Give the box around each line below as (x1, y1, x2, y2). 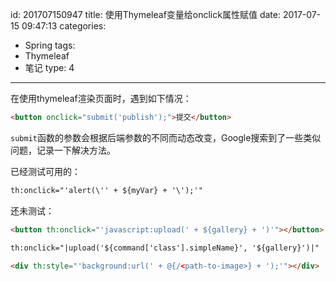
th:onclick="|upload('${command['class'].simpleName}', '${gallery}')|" (10, 243, 320, 253)
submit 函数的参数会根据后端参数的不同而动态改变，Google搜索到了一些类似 (10, 131, 322, 143)
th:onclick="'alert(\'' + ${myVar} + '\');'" (10, 185, 203, 195)
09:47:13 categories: (21, 20, 107, 32)
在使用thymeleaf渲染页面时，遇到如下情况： (10, 93, 192, 104)
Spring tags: (24, 39, 76, 51)
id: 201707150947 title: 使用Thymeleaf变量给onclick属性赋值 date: (10, 9, 281, 20)
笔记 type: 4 (24, 62, 75, 73)
